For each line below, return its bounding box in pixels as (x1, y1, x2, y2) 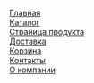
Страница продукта (9, 27, 85, 37)
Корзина (9, 46, 42, 56)
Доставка (9, 36, 47, 46)
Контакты (9, 55, 47, 65)
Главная (9, 8, 41, 18)
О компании (9, 64, 56, 75)
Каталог (9, 17, 40, 28)
